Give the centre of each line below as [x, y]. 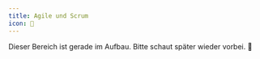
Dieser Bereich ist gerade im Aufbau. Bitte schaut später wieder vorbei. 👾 [130, 46]
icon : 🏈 [21, 23]
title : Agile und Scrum [49, 16]
